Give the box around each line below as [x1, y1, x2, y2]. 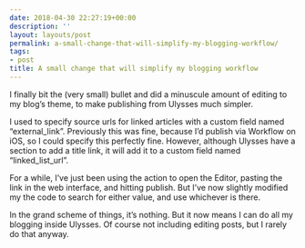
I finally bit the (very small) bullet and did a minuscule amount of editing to [9, 88, 288, 100]
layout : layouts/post [9, 30, 92, 39]
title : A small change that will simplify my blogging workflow [9, 64, 259, 74]
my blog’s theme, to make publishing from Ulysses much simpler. [9, 98, 253, 109]
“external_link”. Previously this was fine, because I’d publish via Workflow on [9, 125, 296, 136]
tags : [9, 47, 30, 56]
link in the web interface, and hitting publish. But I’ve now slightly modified [9, 182, 289, 193]
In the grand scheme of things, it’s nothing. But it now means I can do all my [9, 209, 294, 220]
